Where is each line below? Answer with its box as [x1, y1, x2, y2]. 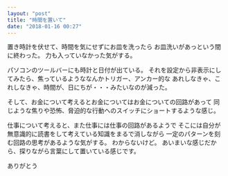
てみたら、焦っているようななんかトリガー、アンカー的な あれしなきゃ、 [7, 75, 215, 83]
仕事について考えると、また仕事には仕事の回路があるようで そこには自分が [7, 121, 221, 130]
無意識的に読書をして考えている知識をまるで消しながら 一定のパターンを [7, 130, 215, 138]
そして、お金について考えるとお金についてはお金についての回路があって [7, 98, 213, 106]
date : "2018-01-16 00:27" [7, 23, 82, 30]
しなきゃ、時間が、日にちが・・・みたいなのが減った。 [12, 84, 171, 92]
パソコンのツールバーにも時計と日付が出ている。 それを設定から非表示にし [7, 66, 222, 75]
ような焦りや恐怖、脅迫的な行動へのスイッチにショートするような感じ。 [12, 106, 220, 115]
